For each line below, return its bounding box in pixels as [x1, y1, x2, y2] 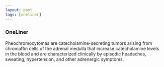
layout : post [5, 7, 33, 13]
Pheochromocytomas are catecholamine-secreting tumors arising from [5, 40, 152, 46]
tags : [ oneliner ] [5, 12, 42, 17]
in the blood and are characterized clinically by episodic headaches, [5, 51, 147, 57]
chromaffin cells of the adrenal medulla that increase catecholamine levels [5, 45, 159, 51]
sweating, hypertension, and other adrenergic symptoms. [5, 56, 124, 62]
